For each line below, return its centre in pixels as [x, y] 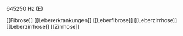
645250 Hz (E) [25, 9]
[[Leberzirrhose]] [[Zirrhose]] [43, 27]
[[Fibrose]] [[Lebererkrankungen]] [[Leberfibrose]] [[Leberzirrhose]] [92, 20]
